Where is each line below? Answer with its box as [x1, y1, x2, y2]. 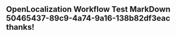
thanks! [6, 22, 35, 32]
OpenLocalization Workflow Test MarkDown [6, 5, 171, 14]
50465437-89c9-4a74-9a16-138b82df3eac [6, 14, 171, 23]
